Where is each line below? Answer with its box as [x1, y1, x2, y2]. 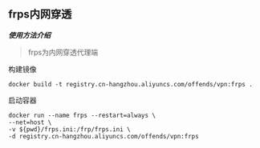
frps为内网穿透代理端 [27, 47, 99, 57]
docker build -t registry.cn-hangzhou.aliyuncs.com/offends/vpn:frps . [8, 80, 253, 88]
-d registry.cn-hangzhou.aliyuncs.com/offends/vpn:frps [8, 132, 199, 140]
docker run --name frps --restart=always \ [8, 111, 156, 119]
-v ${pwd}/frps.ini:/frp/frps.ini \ [8, 125, 131, 134]
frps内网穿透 [8, 7, 72, 22]
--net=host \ [8, 118, 52, 126]
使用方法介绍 [8, 30, 51, 40]
